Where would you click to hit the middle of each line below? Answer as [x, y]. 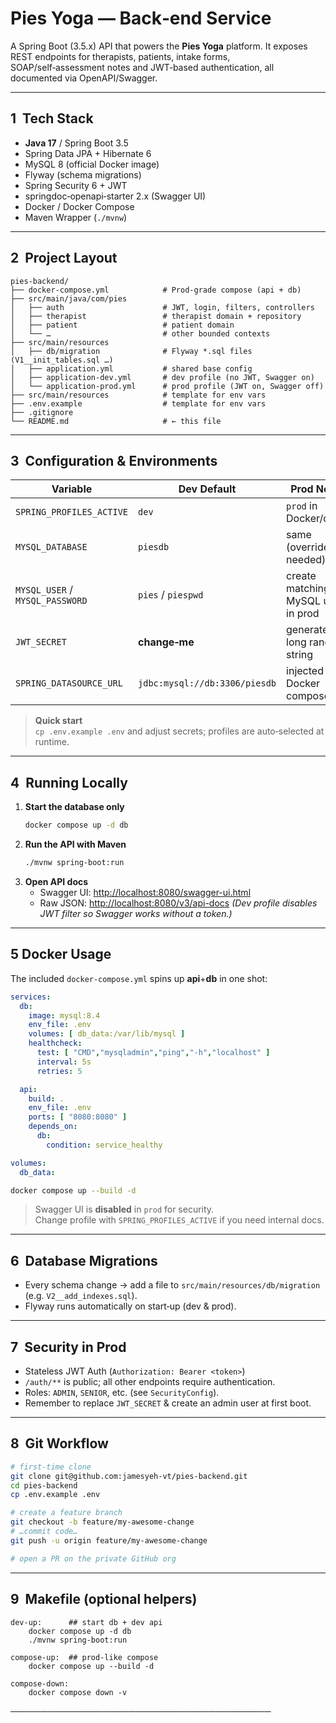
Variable [72, 489]
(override [308, 547]
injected [305, 671]
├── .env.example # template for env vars [138, 403]
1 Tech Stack [52, 118]
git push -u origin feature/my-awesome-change [109, 1540]
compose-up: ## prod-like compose [84, 1657]
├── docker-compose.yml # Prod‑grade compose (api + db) [156, 290]
